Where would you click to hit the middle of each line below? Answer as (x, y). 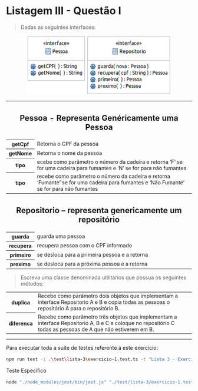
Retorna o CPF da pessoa (68, 144)
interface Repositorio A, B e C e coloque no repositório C (106, 323)
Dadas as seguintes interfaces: (58, 27)
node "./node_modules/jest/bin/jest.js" (57, 382)
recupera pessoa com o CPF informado (85, 246)
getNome (20, 154)
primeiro (20, 255)
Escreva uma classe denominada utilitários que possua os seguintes (103, 277)
